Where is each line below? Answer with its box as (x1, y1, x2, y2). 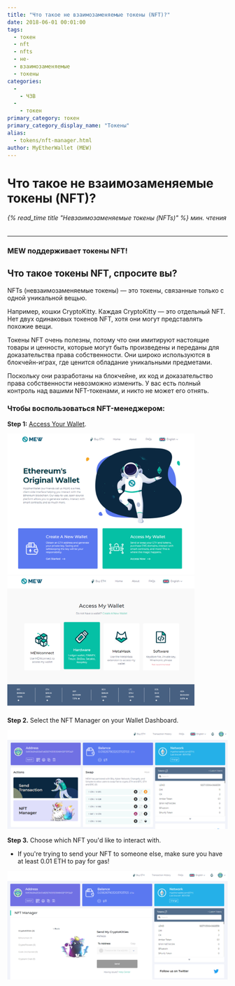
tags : (7, 26, 23, 33)
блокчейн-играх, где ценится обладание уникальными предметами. (7, 358, 213, 366)
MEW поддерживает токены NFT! (7, 246, 128, 256)
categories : (7, 78, 42, 85)
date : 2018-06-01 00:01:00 (7, 18, 86, 26)
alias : (7, 130, 27, 137)
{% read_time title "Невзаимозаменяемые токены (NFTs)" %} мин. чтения (7, 214, 227, 222)
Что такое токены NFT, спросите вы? (7, 268, 178, 279)
